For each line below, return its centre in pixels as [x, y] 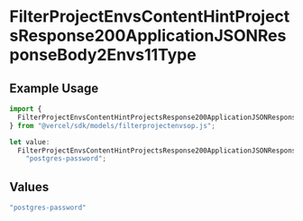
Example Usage [54, 88]
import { [26, 109]
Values [29, 187]
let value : [30, 142]
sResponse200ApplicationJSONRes [148, 36]
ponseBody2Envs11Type [103, 55]
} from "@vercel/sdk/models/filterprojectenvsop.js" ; [113, 125]
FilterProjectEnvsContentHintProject [150, 17]
